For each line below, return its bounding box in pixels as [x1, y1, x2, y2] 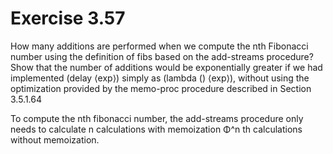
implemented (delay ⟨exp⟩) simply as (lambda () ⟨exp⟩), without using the [10, 72, 310, 84]
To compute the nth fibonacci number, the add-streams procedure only [10, 112, 304, 124]
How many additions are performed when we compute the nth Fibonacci [10, 40, 309, 52]
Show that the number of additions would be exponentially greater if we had [10, 61, 323, 73]
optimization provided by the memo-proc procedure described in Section [10, 82, 312, 94]
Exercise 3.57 [10, 7, 126, 30]
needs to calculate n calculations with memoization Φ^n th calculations [10, 123, 303, 135]
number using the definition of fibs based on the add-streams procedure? [10, 50, 314, 62]
